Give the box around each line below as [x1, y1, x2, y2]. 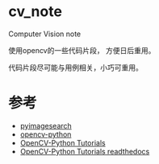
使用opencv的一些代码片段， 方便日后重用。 [8, 45, 156, 55]
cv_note [8, 2, 63, 21]
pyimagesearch [19, 121, 73, 130]
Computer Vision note [8, 29, 82, 39]
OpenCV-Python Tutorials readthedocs [19, 146, 150, 156]
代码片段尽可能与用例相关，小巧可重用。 [8, 63, 143, 72]
